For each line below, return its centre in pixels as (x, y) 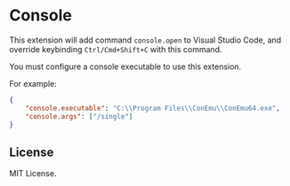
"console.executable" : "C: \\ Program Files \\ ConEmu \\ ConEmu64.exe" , (153, 108)
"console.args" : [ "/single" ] (79, 116)
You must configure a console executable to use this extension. (125, 66)
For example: (33, 83)
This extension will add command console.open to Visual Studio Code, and (145, 40)
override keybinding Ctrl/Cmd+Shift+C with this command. (116, 49)
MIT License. (33, 174)
